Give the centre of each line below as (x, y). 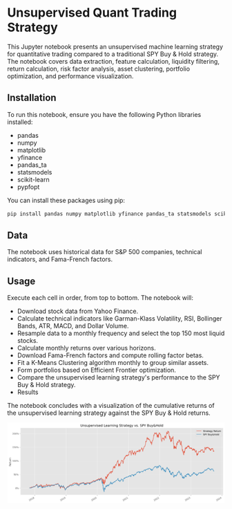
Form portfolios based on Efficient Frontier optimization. (96, 370)
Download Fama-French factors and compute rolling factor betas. (110, 355)
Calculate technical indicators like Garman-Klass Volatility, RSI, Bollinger (119, 319)
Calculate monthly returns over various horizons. (87, 348)
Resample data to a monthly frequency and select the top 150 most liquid (121, 333)
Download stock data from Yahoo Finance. (78, 311)
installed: (20, 122)
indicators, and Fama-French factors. (60, 259)
